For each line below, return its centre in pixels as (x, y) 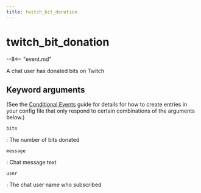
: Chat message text (31, 163)
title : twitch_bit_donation (42, 12)
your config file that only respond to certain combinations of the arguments (100, 111)
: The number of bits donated (43, 140)
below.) (16, 118)
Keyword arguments (46, 90)
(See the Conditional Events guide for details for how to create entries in (97, 105)
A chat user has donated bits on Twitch (55, 71)
